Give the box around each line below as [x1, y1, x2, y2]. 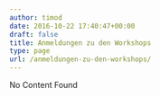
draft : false [9, 30, 59, 39]
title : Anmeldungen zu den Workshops [9, 38, 152, 48]
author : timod [9, 13, 63, 22]
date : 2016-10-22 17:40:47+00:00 [9, 22, 136, 31]
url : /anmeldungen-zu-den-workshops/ [9, 55, 152, 64]
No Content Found [9, 80, 79, 90]
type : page [9, 47, 51, 56]
